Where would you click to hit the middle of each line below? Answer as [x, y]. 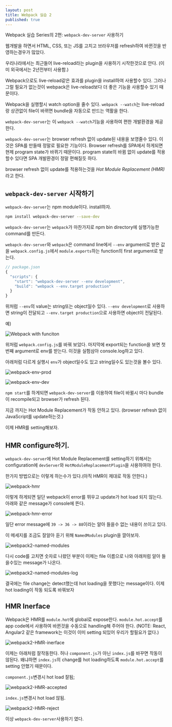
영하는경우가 [18, 52]
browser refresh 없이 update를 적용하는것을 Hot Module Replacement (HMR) [85, 169]
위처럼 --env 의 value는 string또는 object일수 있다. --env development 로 [78, 306]
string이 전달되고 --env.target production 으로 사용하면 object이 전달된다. [87, 313]
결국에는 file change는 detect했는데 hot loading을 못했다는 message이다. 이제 [85, 583]
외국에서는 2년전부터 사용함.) [40, 69]
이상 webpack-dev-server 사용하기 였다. [44, 719]
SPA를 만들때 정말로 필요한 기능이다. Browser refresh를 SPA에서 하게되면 [89, 146]
